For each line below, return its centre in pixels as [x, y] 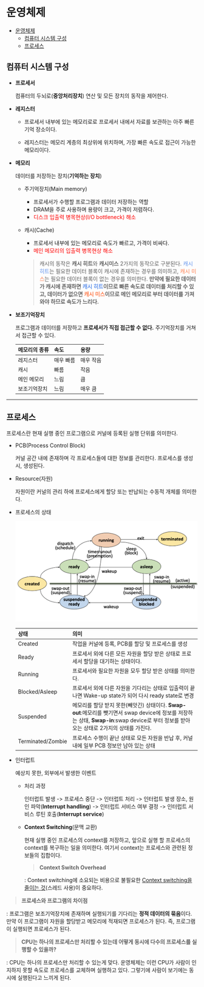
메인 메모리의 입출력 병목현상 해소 [73, 250]
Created [28, 644]
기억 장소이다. [40, 129]
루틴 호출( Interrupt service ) [70, 814]
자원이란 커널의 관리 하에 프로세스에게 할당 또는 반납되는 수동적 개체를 [98, 491]
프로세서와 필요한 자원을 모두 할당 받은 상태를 [126, 670]
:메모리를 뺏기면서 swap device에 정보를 [129, 713]
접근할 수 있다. [39, 335]
